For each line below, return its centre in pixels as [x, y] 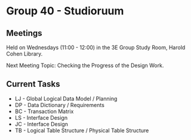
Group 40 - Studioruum [65, 11]
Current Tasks [33, 84]
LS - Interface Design [41, 117]
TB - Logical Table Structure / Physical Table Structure [82, 130]
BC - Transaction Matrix [44, 111]
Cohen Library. [24, 54]
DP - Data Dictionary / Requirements [59, 105]
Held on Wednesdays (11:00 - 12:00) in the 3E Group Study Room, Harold [96, 47]
